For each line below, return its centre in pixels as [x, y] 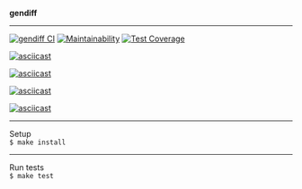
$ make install [38, 142]
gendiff [23, 13]
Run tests [27, 168]
